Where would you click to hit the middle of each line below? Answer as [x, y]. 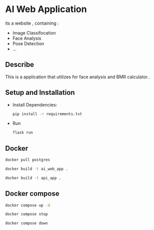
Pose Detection [28, 43]
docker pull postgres [28, 160]
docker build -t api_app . [33, 178]
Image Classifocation [34, 33]
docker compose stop [27, 214]
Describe [19, 65]
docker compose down [27, 223]
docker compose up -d [28, 205]
